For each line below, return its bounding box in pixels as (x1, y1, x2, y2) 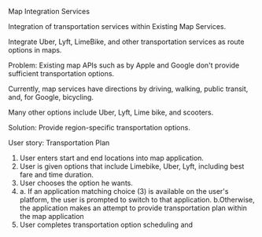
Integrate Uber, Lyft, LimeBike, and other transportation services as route (8, 37, 245, 46)
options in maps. (8, 46, 62, 54)
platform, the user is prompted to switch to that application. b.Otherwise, (19, 195, 256, 204)
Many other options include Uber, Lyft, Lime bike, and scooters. (8, 108, 214, 117)
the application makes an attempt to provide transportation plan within (19, 203, 248, 213)
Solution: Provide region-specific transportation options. (8, 123, 190, 132)
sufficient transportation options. (8, 69, 115, 78)
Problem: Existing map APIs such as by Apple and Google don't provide (8, 60, 240, 70)
